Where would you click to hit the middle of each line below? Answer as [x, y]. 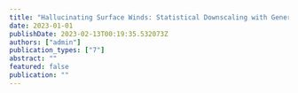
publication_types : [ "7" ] [57, 50]
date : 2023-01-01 [41, 26]
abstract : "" [33, 58]
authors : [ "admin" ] [45, 42]
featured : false [39, 67]
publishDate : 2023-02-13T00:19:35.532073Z [89, 34]
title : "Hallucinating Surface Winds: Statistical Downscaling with [138, 17]
